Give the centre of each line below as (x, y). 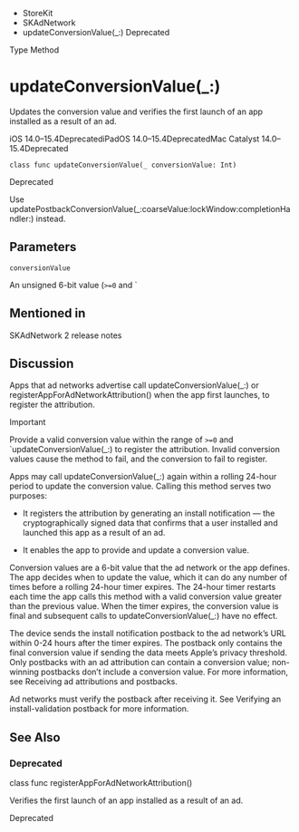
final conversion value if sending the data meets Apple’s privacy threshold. (149, 653)
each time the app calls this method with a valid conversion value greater (146, 596)
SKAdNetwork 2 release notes (66, 335)
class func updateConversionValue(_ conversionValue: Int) (123, 165)
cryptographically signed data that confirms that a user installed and (150, 523)
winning (24, 672)
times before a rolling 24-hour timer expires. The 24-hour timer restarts (143, 587)
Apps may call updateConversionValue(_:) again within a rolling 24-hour (143, 477)
